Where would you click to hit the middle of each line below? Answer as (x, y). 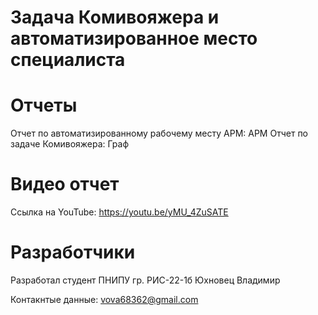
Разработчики (73, 252)
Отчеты (44, 105)
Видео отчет (65, 184)
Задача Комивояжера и (115, 17)
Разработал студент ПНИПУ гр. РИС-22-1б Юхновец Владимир (145, 280)
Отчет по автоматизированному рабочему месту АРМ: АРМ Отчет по (159, 133)
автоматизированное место (134, 38)
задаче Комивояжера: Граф (70, 144)
